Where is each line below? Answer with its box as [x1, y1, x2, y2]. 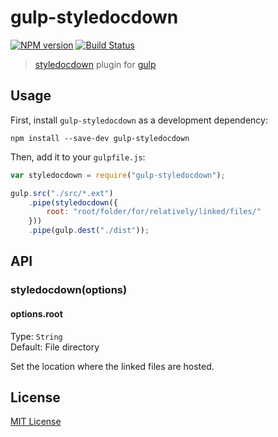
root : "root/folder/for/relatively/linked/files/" [46, 207, 262, 217]
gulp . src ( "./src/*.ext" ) [10, 188, 114, 198]
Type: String [10, 330, 63, 342]
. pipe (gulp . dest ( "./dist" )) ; [28, 226, 150, 236]
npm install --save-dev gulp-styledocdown [10, 133, 190, 143]
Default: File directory [10, 341, 100, 353]
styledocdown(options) [10, 283, 128, 297]
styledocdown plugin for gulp [34, 58, 157, 70]
